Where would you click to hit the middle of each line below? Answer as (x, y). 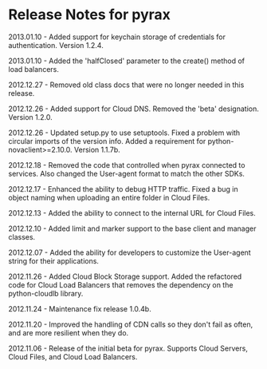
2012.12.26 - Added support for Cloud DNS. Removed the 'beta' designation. (133, 109)
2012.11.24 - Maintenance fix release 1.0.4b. (80, 308)
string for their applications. (54, 260)
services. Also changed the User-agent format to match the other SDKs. (127, 173)
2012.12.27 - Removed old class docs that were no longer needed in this (126, 85)
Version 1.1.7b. (98, 149)
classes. (22, 236)
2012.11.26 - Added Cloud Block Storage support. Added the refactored (125, 276)
